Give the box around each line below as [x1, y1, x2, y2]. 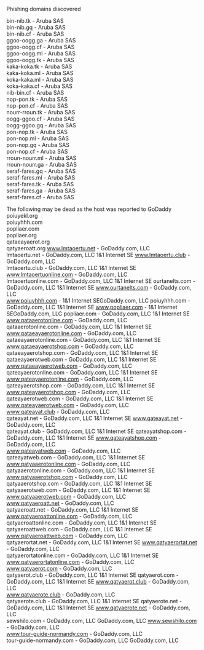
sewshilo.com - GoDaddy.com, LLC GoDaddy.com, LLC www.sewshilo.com [6, 617, 197, 624]
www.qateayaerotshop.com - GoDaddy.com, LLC [6, 389, 131, 395]
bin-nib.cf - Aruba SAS [6, 30, 65, 38]
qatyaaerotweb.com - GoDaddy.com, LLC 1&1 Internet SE [6, 486, 151, 494]
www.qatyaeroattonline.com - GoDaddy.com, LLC [6, 513, 133, 520]
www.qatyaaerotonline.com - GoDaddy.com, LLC [6, 461, 131, 467]
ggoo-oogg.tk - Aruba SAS [6, 57, 75, 63]
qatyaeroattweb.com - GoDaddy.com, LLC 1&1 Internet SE [6, 526, 152, 533]
